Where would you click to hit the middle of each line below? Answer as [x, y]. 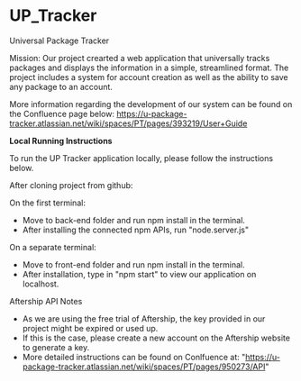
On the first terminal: [47, 203]
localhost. [41, 284]
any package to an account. [61, 86]
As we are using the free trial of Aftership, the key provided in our [144, 318]
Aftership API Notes [46, 301]
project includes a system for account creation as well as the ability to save [149, 77]
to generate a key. [56, 347]
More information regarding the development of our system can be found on [151, 104]
